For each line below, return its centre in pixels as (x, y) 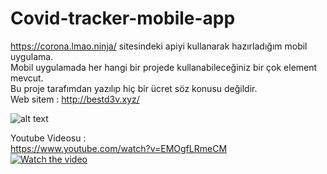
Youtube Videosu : (48, 138)
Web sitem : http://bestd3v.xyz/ (75, 99)
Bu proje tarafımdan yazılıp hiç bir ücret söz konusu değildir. (134, 88)
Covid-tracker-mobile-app (123, 18)
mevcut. (27, 78)
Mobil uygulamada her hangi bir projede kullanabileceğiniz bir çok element (164, 67)
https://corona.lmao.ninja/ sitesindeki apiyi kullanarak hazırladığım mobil (159, 46)
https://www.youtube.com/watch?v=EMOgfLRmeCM (119, 148)
